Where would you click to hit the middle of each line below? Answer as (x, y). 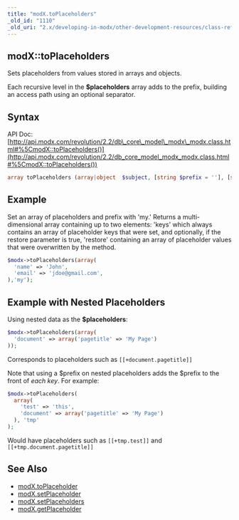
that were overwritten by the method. (62, 247)
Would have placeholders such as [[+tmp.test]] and (85, 440)
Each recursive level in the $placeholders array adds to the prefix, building (117, 87)
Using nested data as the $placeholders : (68, 319)
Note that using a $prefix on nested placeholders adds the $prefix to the (113, 373)
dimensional (25, 224)
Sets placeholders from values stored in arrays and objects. (95, 73)
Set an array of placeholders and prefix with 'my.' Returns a (94, 217)
